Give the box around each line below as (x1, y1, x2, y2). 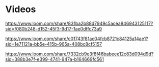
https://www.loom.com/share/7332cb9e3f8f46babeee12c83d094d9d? (5, 51, 154, 57)
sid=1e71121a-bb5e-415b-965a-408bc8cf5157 (5, 41, 102, 47)
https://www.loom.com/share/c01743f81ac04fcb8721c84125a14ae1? (5, 36, 149, 42)
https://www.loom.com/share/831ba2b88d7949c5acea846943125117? (5, 20, 153, 26)
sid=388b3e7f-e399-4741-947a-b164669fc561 (5, 56, 104, 62)
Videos (5, 4, 36, 15)
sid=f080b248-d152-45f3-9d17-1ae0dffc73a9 (5, 25, 102, 31)
